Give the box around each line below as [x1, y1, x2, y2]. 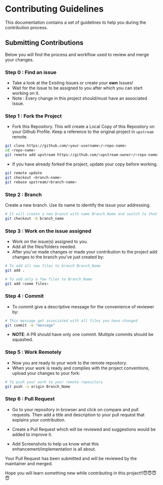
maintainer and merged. [5, 460, 53, 467]
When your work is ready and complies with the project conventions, [12, 365, 150, 371]
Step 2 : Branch [5, 191, 42, 198]
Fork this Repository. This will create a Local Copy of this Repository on [12, 124, 155, 130]
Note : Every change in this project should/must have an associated [12, 96, 147, 101]
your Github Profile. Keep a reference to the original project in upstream [12, 129, 154, 134]
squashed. [12, 336, 33, 343]
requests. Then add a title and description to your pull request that [12, 412, 145, 418]
